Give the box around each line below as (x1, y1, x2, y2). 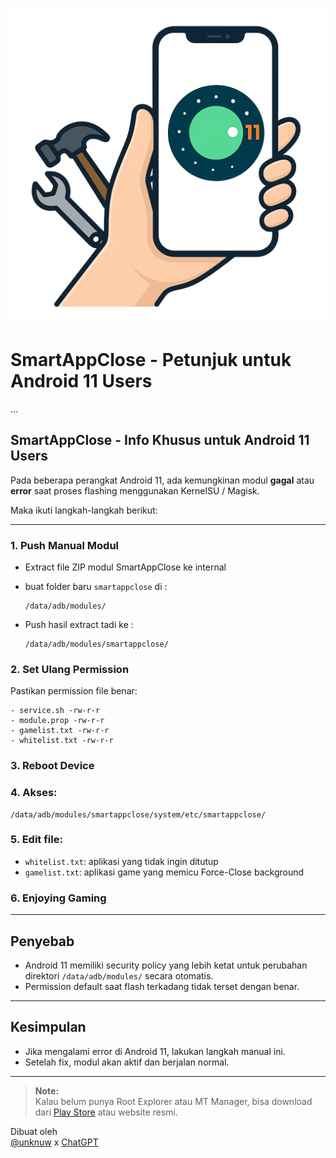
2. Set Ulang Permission (10, 662, 130, 676)
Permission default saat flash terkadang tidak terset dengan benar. (24, 980, 300, 992)
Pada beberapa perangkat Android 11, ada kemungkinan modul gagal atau (10, 474, 315, 486)
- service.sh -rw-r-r (10, 706, 101, 716)
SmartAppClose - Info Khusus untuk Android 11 (10, 432, 310, 449)
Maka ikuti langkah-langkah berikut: (10, 504, 158, 516)
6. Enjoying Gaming (10, 891, 107, 905)
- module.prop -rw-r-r (10, 716, 105, 726)
